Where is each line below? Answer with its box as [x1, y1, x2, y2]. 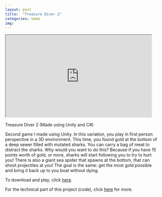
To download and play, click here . [5, 177, 72, 183]
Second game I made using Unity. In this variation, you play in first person [5, 131, 153, 137]
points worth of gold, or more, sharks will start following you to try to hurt [5, 152, 152, 158]
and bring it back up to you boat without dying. [5, 168, 99, 174]
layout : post [5, 7, 32, 12]
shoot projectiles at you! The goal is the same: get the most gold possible [5, 162, 152, 168]
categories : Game [5, 16, 40, 21]
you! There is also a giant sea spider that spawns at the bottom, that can [5, 157, 150, 163]
